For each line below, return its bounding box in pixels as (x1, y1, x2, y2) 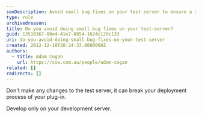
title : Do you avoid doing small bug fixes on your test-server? (6, 25, 173, 32)
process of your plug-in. (6, 93, 66, 101)
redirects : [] (6, 70, 42, 76)
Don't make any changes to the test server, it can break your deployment (6, 87, 187, 94)
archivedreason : (6, 20, 47, 26)
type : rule (6, 14, 34, 20)
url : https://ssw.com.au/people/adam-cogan (17, 59, 128, 65)
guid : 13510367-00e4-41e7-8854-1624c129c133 (6, 31, 120, 37)
